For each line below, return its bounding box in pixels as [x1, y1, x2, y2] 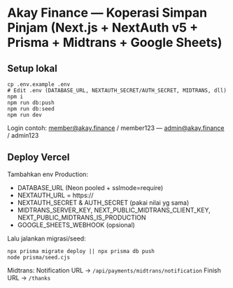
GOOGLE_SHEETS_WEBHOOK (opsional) [17, 220, 135, 229]
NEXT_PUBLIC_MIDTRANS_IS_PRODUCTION [17, 213, 146, 222]
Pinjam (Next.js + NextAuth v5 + [7, 20, 198, 36]
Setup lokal [7, 62, 57, 74]
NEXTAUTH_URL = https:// [17, 191, 94, 199]
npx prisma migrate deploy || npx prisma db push [7, 247, 155, 254]
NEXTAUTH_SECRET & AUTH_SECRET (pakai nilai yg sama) [17, 198, 190, 207]
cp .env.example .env [7, 81, 71, 88]
